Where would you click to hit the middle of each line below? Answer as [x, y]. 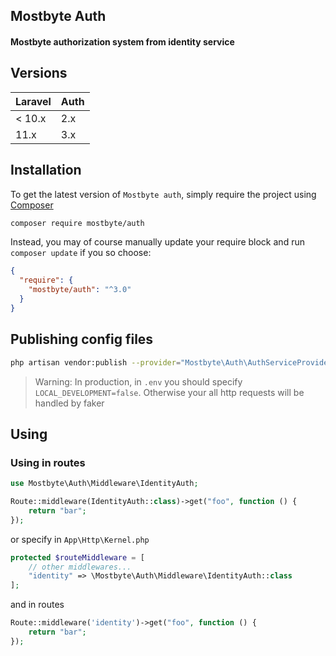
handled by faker [69, 403]
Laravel [33, 101]
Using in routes [48, 462]
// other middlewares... [80, 567]
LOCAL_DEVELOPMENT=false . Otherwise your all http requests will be [169, 392]
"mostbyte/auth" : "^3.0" [80, 290]
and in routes [37, 605]
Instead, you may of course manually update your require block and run [157, 242]
